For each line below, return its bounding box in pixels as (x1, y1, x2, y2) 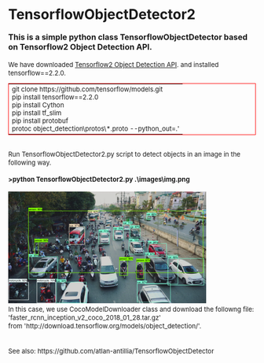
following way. (8, 157, 52, 167)
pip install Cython (11, 100, 64, 109)
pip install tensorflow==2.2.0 (11, 92, 99, 102)
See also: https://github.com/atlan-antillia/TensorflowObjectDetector (8, 346, 214, 355)
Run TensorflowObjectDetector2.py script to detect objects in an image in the (8, 150, 241, 158)
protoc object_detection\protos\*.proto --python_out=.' (11, 124, 180, 133)
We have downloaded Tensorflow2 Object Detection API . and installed (8, 60, 219, 69)
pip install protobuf (11, 116, 68, 125)
